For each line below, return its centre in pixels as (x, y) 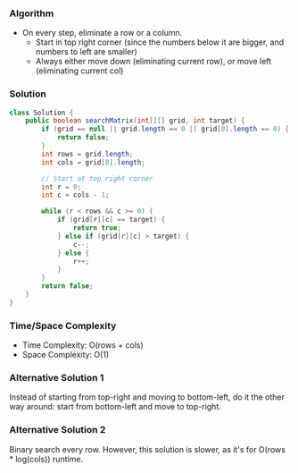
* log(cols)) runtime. (46, 459)
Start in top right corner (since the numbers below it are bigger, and (160, 42)
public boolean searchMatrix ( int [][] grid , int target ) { (135, 121)
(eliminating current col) (79, 71)
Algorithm (32, 13)
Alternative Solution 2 (58, 430)
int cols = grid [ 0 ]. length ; (93, 162)
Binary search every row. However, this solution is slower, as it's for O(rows (147, 449)
